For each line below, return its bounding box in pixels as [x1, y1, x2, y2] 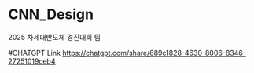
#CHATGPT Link [8, 48, 61, 57]
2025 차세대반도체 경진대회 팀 [8, 32, 101, 42]
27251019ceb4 [8, 57, 56, 66]
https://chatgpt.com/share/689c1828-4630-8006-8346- [62, 48, 246, 57]
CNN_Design [8, 5, 94, 24]
